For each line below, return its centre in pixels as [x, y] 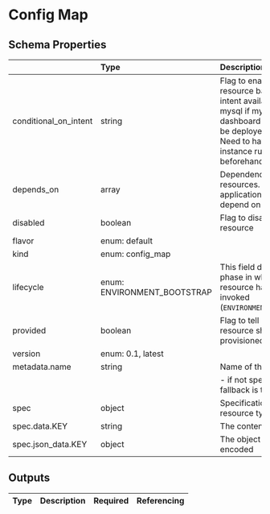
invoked [235, 297]
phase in [236, 277]
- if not [233, 380]
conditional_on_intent [53, 121]
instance [236, 151]
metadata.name [42, 367]
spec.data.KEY [40, 426]
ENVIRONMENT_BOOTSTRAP [156, 292]
